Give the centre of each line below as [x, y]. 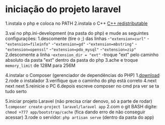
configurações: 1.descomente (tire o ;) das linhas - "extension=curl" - [77, 38]
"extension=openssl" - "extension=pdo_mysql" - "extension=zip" [71, 49]
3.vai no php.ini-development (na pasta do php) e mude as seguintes [77, 33]
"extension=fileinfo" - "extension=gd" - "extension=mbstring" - [71, 44]
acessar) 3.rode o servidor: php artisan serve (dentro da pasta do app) [80, 117]
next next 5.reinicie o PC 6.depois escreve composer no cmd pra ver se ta [82, 86]
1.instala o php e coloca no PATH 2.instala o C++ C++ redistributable [76, 23]
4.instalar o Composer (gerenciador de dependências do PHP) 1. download [82, 75]
